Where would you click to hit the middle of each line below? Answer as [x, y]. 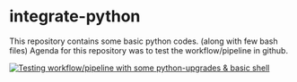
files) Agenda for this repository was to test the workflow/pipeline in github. [149, 50]
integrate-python [75, 16]
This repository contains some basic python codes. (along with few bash [144, 41]
